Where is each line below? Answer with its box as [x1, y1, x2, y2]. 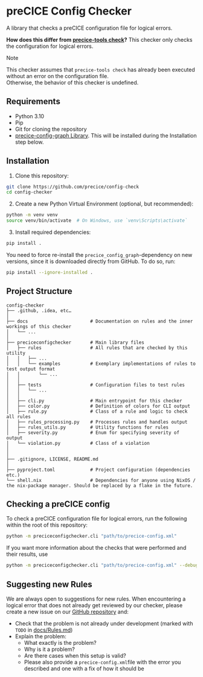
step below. [14, 138, 44, 145]
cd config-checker [6, 189, 53, 195]
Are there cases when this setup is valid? [24, 652, 126, 659]
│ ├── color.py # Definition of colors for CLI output [6, 403, 190, 409]
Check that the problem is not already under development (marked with [14, 620, 193, 627]
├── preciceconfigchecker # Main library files [6, 339, 145, 345]
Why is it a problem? [24, 645, 76, 653]
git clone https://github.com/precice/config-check [6, 184, 139, 190]
